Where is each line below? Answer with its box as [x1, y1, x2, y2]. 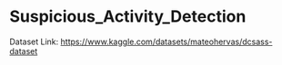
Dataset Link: [9, 36, 59, 47]
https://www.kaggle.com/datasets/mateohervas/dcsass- [60, 36, 273, 47]
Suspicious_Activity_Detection [9, 6, 247, 27]
